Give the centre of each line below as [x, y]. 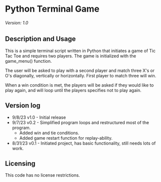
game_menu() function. [28, 61]
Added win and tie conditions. [49, 133]
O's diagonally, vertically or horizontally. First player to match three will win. [81, 75]
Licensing [20, 164]
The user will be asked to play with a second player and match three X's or [80, 70]
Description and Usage [41, 39]
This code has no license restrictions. [43, 175]
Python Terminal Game [52, 9]
